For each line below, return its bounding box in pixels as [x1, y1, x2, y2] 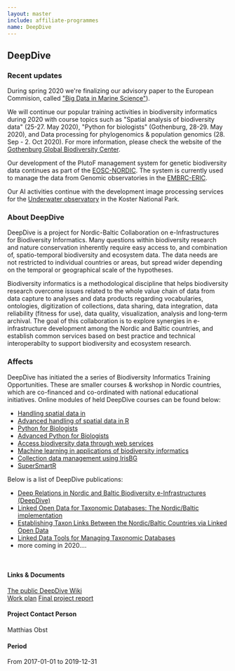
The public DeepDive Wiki [7, 586, 83, 595]
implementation [17, 511, 63, 520]
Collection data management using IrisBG [17, 453, 138, 462]
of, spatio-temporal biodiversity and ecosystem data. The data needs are [7, 251, 219, 259]
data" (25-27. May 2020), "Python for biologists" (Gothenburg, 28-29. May [7, 123, 223, 131]
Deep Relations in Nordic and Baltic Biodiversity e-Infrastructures [17, 489, 206, 497]
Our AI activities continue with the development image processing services [7, 187, 224, 196]
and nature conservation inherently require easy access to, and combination [7, 244, 228, 252]
